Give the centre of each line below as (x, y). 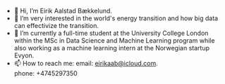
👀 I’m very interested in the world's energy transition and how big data (116, 18)
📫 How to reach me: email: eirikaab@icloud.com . (86, 63)
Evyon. (24, 55)
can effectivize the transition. (56, 26)
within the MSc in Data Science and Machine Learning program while (114, 41)
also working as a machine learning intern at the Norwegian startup (112, 48)
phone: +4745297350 (45, 73)
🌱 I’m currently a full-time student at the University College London (111, 33)
